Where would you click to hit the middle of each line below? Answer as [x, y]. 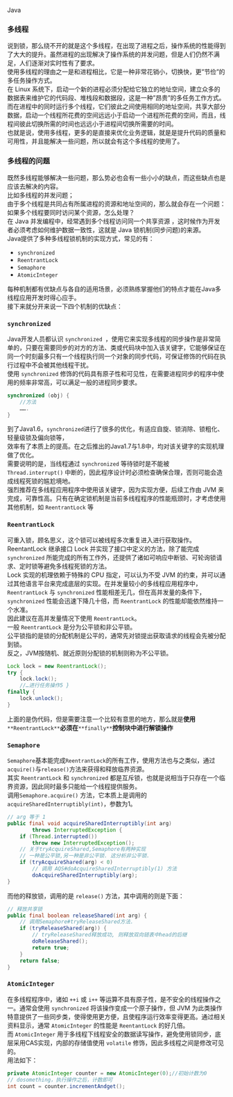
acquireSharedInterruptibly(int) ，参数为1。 [72, 804]
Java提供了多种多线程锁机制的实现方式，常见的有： [81, 238]
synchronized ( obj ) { [38, 396]
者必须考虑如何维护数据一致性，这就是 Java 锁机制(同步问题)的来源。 [106, 229]
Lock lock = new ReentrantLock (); [57, 666]
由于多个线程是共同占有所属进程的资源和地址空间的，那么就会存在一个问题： [116, 204]
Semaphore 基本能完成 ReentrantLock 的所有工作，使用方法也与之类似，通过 [111, 761]
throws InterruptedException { [77, 830]
